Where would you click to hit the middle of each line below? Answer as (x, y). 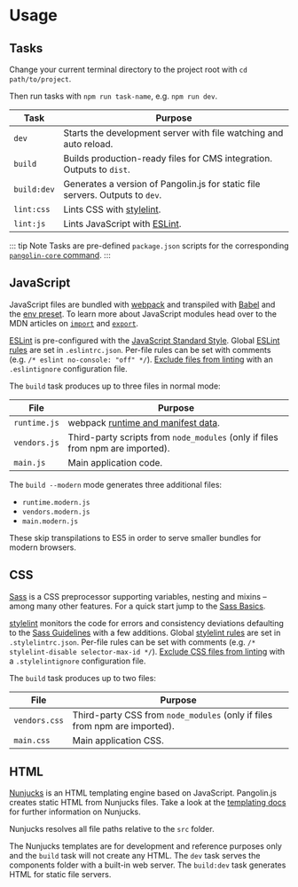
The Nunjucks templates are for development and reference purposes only (145, 846)
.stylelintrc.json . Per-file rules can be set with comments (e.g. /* (133, 642)
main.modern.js (50, 521)
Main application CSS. (118, 740)
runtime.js (36, 423)
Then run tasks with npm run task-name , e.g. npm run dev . (114, 96)
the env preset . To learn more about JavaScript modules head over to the (143, 314)
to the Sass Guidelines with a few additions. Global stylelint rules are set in (145, 632)
